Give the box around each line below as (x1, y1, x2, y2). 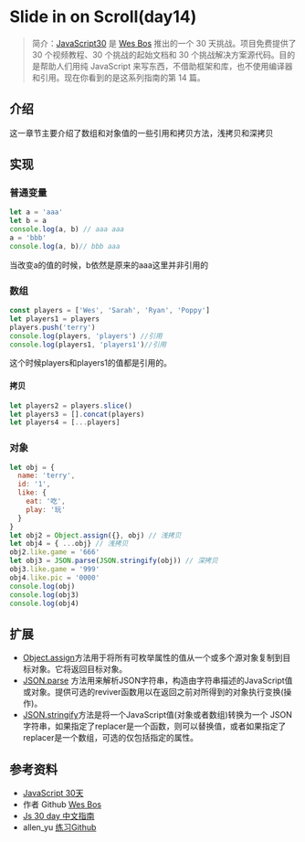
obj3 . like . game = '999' (9, 565, 100, 574)
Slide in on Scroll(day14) (9, 6, 197, 27)
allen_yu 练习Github (22, 822, 97, 833)
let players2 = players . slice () (9, 400, 132, 410)
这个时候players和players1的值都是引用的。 (9, 357, 172, 368)
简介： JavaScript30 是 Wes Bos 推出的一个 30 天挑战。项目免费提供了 (31, 37, 297, 48)
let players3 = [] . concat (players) (9, 410, 145, 419)
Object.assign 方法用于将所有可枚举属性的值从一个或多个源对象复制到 (22, 652, 283, 664)
